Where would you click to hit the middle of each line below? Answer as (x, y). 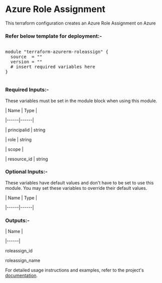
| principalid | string (25, 130)
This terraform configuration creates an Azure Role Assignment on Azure (80, 23)
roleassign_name (23, 260)
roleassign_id (19, 251)
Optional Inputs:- (26, 172)
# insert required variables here (53, 67)
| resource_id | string (27, 159)
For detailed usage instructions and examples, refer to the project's (74, 270)
